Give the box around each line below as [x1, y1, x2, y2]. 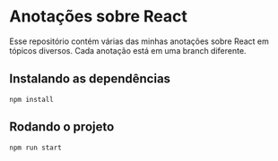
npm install [9, 95, 54, 104]
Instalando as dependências [9, 72, 171, 87]
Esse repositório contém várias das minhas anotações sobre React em [9, 36, 269, 47]
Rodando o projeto [9, 119, 115, 135]
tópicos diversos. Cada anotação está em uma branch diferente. [9, 45, 247, 55]
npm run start [9, 143, 63, 152]
